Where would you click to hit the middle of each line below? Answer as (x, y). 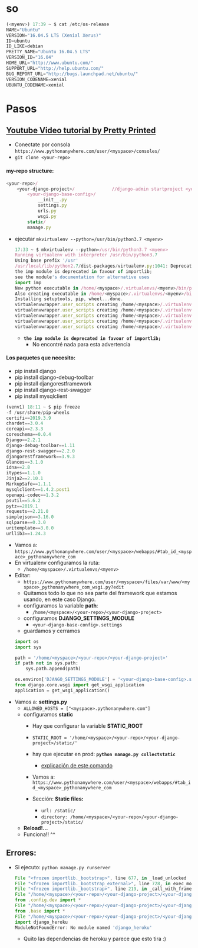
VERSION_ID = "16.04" (30, 57)
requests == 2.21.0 (27, 512)
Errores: (21, 853)
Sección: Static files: (58, 799)
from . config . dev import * (48, 900)
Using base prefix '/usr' (46, 261)
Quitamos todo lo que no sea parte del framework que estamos (100, 593)
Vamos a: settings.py (41, 702)
